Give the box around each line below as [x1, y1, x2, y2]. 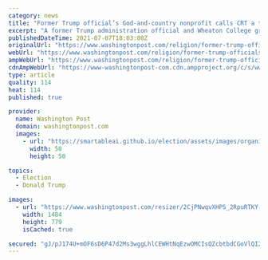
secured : [8, 240, 37, 248]
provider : [8, 108, 41, 116]
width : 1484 [22, 211, 62, 219]
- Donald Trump [15, 181, 66, 190]
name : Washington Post [15, 115, 91, 124]
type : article [8, 71, 56, 79]
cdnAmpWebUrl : [8, 64, 56, 72]
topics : [8, 167, 34, 175]
